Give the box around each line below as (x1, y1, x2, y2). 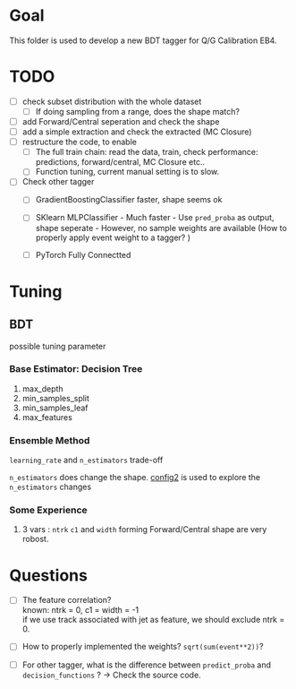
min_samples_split (21, 392, 89, 403)
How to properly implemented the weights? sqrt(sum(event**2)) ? (21, 642, 264, 652)
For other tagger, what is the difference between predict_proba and (21, 659, 271, 670)
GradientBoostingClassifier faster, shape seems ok (35, 194, 223, 205)
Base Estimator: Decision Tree (9, 363, 143, 375)
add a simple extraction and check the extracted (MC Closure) (21, 126, 252, 137)
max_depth (21, 383, 64, 394)
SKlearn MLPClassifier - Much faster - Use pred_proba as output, (35, 212, 275, 223)
